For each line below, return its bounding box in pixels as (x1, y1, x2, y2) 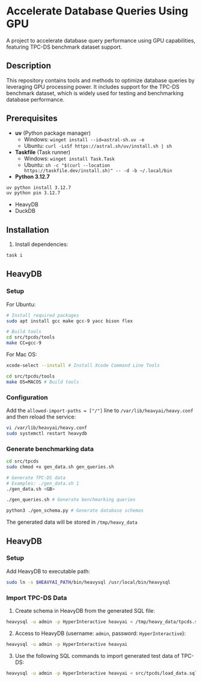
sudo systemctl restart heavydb (6, 430, 87, 437)
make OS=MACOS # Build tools (6, 379, 79, 385)
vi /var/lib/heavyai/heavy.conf (6, 425, 87, 431)
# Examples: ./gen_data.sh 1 (6, 480, 79, 487)
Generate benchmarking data (6, 444, 94, 453)
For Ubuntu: (6, 301, 36, 308)
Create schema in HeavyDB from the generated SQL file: (14, 607, 155, 615)
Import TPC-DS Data (6, 594, 67, 602)
